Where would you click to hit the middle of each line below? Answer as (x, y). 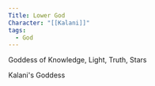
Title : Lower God (37, 15)
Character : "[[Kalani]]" (49, 23)
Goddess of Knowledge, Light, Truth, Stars (77, 60)
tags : (17, 30)
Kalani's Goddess (37, 75)
